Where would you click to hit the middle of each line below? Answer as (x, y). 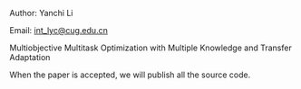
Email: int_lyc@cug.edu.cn (59, 30)
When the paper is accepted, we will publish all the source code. (130, 75)
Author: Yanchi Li (41, 13)
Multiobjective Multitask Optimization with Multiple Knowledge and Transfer (150, 48)
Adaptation (30, 57)
